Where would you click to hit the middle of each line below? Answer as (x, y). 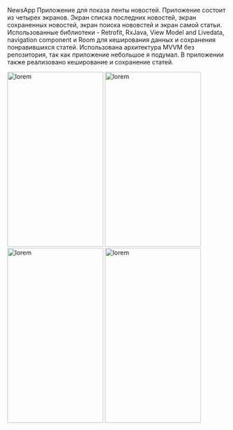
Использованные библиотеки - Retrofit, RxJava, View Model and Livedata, (116, 32)
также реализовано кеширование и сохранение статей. (91, 62)
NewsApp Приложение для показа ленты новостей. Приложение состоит (116, 10)
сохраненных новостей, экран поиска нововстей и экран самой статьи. (115, 25)
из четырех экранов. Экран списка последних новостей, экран (102, 17)
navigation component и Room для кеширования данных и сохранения (112, 40)
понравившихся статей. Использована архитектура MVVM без (101, 47)
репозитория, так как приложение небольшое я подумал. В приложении (116, 55)
